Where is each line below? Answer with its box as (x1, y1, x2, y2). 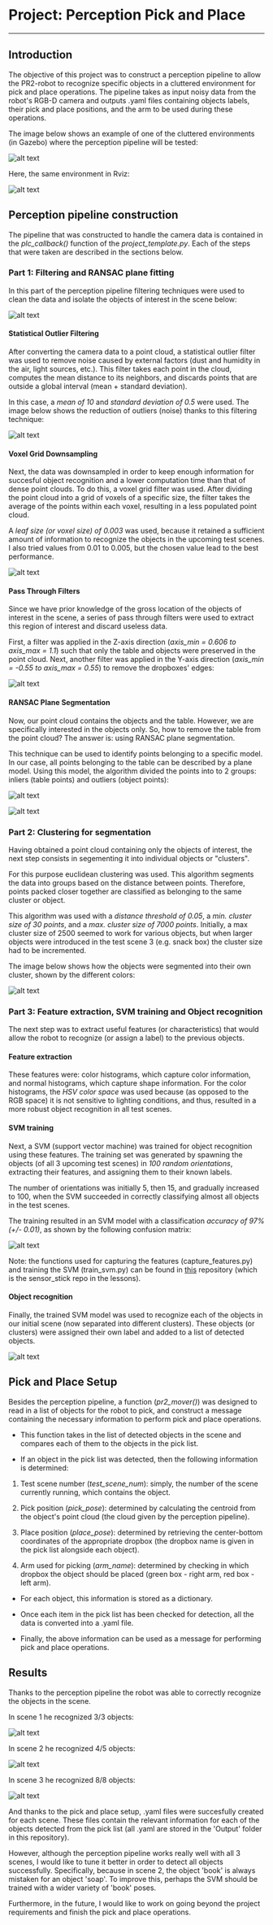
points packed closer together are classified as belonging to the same (8, 886, 242, 896)
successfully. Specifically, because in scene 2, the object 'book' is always (8, 1865, 256, 1875)
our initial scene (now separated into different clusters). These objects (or (8, 1318, 255, 1328)
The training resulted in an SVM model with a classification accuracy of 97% (8, 1216, 265, 1226)
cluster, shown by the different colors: (8, 969, 136, 979)
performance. (8, 551, 54, 562)
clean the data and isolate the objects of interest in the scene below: (8, 294, 237, 304)
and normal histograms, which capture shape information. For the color (8, 1078, 247, 1088)
